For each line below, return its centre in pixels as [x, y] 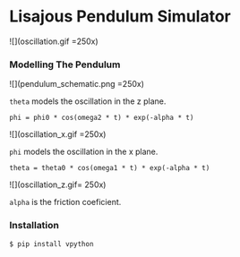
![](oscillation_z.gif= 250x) [58, 184]
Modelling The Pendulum [65, 64]
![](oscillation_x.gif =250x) [58, 134]
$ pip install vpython [51, 244]
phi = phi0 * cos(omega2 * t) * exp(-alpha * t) [102, 118]
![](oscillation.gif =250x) [54, 41]
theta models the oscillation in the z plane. [88, 101]
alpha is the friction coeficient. [65, 202]
